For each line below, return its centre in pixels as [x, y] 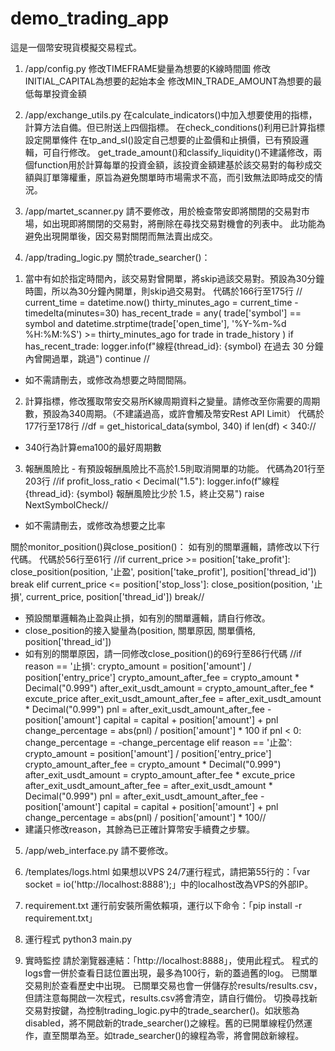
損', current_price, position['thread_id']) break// [107, 596]
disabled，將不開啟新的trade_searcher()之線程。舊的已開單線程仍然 [164, 1023]
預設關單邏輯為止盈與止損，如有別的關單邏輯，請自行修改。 [147, 618]
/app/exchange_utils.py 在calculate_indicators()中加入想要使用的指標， [171, 114]
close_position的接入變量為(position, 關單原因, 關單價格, [140, 630]
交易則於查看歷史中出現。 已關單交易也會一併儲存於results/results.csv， [173, 985]
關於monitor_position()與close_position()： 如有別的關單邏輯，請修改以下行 [165, 546]
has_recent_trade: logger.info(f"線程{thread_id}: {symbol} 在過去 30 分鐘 [174, 346]
